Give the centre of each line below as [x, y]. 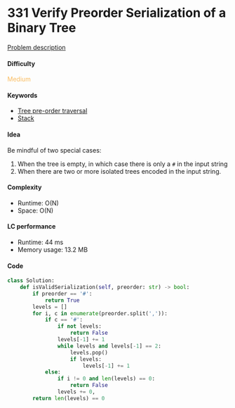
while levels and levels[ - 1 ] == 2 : [109, 346]
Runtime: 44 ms [40, 242]
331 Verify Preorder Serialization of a [117, 13]
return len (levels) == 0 [69, 398]
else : [53, 372]
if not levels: [79, 326]
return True [62, 300]
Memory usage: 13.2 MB [53, 249]
